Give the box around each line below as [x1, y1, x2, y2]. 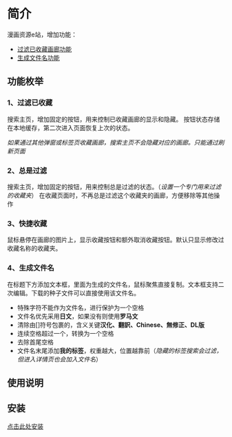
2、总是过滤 [7, 166, 48, 175]
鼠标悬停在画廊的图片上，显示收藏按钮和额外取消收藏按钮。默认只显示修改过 [7, 235, 224, 244]
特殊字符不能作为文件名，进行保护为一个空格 [17, 303, 145, 312]
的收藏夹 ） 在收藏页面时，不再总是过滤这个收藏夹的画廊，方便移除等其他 [7, 191, 214, 200]
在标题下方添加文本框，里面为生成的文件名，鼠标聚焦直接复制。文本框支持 [7, 280, 218, 288]
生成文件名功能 [17, 53, 60, 62]
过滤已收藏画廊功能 [17, 45, 72, 53]
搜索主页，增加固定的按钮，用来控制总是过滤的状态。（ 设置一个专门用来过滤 [7, 182, 222, 191]
